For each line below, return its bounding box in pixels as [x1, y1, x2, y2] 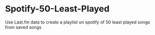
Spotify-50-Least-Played [5, 3, 110, 14]
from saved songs [5, 24, 42, 30]
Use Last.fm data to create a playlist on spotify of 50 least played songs [5, 19, 151, 25]
